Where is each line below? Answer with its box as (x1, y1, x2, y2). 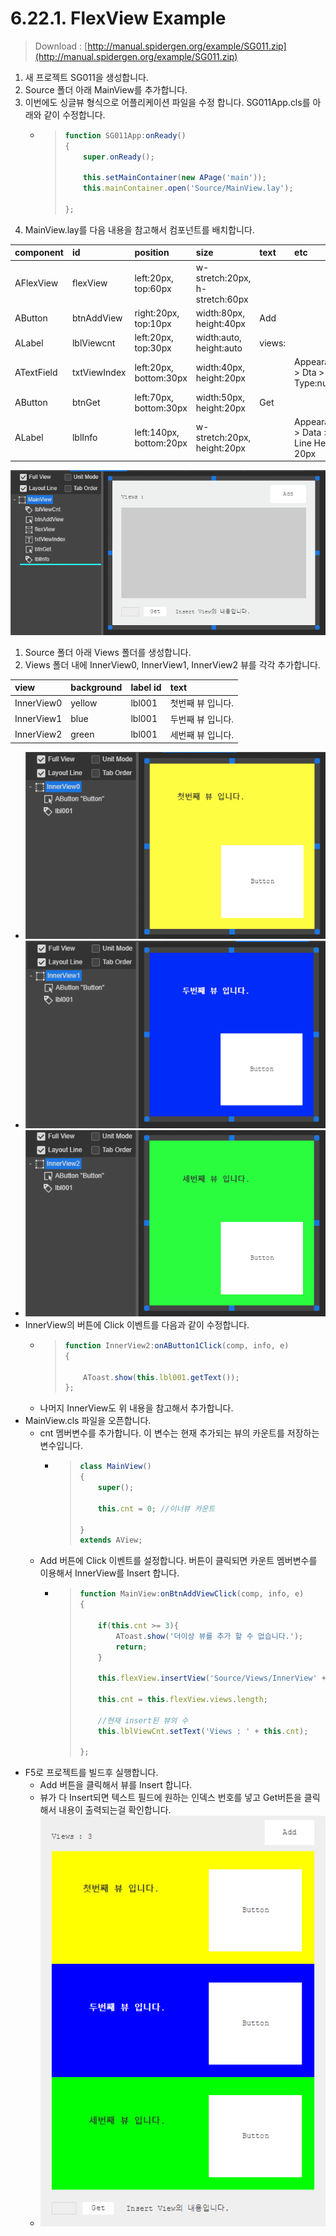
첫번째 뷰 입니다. (169, 697, 235, 709)
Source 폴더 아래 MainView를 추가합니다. (24, 83, 188, 96)
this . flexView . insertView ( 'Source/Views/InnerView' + (97, 1673, 327, 1684)
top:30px (134, 342, 172, 354)
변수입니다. (39, 1440, 84, 1452)
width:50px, (195, 391, 245, 403)
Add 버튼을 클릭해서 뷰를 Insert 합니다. (39, 1779, 193, 1791)
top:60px (134, 282, 172, 294)
